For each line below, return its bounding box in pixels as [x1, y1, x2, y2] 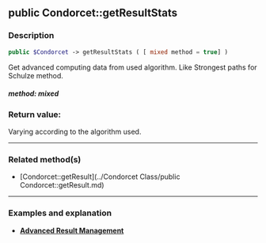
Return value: [8, 108, 62, 120]
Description [8, 30, 55, 41]
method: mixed [8, 89, 59, 98]
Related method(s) [8, 154, 82, 165]
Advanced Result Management [19, 226, 124, 235]
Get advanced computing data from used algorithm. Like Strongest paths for [8, 63, 257, 72]
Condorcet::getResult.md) [19, 180, 104, 190]
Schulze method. [8, 70, 63, 80]
